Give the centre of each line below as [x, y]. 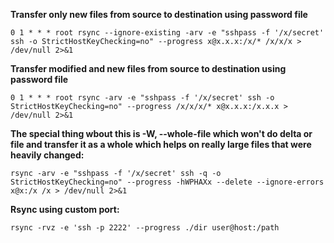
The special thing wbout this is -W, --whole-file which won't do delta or [161, 133]
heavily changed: [47, 155]
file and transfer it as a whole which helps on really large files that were [161, 144]
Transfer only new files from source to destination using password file [159, 14]
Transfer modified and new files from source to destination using [148, 68]
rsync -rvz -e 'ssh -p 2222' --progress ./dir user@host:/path [145, 228]
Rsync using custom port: [65, 209]
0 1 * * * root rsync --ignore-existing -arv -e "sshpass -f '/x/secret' [167, 33]
